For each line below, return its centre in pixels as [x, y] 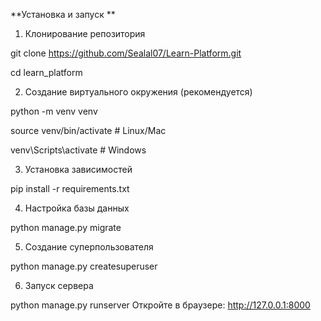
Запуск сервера [59, 285]
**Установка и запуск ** [63, 14]
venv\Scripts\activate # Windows [78, 150]
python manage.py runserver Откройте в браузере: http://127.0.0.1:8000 [160, 305]
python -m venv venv [54, 111]
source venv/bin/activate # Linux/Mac [88, 130]
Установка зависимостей [78, 169]
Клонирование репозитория [85, 33]
